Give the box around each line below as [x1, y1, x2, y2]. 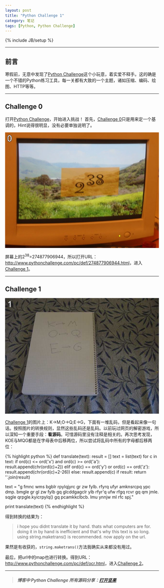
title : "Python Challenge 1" [5, 13, 64, 18]
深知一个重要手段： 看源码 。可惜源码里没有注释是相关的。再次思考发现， [9, 431, 155, 437]
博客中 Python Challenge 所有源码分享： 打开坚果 [17, 577, 117, 583]
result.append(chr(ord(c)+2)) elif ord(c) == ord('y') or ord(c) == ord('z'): [5, 464, 150, 470]
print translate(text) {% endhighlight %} [5, 504, 84, 510]
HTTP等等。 [13, 84, 38, 90]
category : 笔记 [5, 18, 35, 23]
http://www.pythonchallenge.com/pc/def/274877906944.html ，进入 [5, 260, 143, 266]
